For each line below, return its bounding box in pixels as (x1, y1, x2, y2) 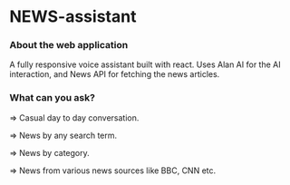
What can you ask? (9, 92, 95, 104)
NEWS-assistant (9, 6, 137, 27)
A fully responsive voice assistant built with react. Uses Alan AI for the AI (9, 59, 281, 70)
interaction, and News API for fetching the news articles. (9, 69, 220, 80)
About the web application (9, 39, 129, 52)
